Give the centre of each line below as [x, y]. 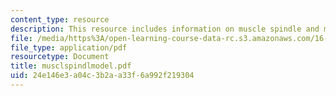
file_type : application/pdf [69, 47]
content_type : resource [60, 19]
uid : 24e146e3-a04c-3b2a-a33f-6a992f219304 [102, 76]
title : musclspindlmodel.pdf [71, 66]
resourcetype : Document [60, 57]
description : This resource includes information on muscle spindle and [165, 29]
